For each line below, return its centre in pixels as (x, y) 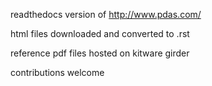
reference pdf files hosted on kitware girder (100, 53)
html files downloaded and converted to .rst (100, 33)
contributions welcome (57, 72)
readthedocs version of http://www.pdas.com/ (106, 14)
